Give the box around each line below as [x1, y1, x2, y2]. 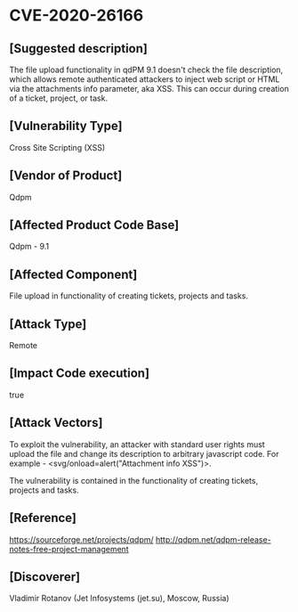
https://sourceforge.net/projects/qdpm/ [9, 534, 154, 544]
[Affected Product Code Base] [9, 217, 180, 233]
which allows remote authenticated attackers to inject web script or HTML [9, 74, 280, 85]
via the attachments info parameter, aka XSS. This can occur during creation [9, 84, 289, 94]
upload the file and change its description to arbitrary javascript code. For [9, 448, 279, 459]
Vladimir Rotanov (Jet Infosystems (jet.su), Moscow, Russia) [9, 593, 230, 604]
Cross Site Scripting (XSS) [9, 142, 105, 152]
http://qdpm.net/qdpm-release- [155, 534, 271, 544]
